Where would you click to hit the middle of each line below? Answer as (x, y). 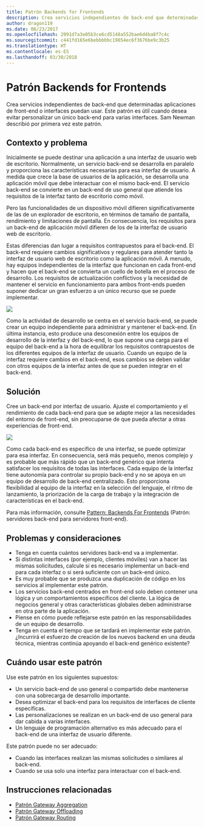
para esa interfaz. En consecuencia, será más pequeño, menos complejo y (100, 456)
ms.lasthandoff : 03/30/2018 (42, 57)
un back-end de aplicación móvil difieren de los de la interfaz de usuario (97, 227)
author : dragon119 (29, 23)
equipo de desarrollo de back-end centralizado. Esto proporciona (88, 481)
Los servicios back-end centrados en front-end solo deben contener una (106, 592)
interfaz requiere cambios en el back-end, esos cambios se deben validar (98, 359)
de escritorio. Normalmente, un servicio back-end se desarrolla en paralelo (100, 164)
